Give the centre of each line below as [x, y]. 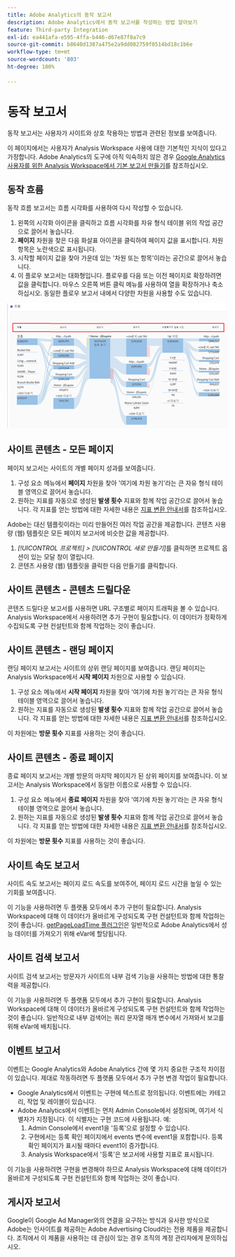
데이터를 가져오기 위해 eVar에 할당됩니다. [71, 933]
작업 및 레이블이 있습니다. [62, 1102]
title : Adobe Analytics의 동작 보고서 [60, 15]
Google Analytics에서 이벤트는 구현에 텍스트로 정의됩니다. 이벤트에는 [112, 1092]
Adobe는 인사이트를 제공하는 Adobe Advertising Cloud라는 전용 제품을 [106, 1229]
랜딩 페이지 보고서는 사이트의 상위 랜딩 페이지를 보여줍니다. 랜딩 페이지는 [106, 668]
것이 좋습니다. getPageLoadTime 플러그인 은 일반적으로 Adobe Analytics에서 [114, 924]
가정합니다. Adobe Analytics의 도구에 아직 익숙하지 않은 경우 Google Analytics [116, 157]
